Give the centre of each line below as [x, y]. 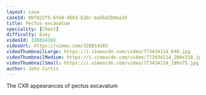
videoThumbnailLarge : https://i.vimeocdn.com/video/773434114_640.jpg [98, 52]
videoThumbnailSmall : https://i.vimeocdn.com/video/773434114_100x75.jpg [103, 63]
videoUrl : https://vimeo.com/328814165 [57, 46]
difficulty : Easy [29, 35]
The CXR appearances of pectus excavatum [62, 86]
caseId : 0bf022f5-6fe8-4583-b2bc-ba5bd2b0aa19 [67, 18]
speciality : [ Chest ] [33, 29]
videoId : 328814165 [31, 40]
